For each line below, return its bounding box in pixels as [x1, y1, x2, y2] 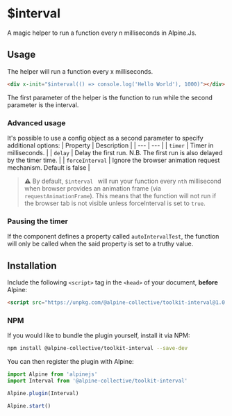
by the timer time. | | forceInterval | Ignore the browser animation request [7, 156, 220, 164]
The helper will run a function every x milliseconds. [7, 67, 154, 75]
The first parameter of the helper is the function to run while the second [7, 93, 213, 102]
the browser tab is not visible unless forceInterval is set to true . [24, 199, 206, 207]
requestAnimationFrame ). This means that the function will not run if [24, 191, 217, 200]
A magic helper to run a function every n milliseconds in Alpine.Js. [7, 29, 197, 37]
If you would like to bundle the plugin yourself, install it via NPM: [7, 331, 190, 339]
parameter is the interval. [7, 100, 79, 109]
